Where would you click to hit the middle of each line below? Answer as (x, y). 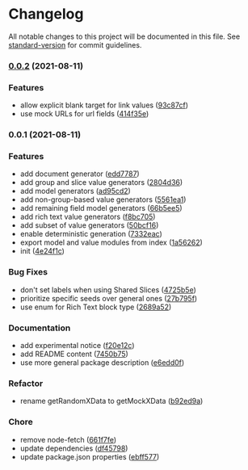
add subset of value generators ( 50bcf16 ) (89, 225)
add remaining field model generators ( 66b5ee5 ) (101, 208)
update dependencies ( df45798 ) (74, 448)
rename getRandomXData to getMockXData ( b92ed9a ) (111, 401)
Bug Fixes (28, 272)
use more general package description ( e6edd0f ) (102, 362)
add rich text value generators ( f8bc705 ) (88, 217)
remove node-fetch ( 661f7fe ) (68, 439)
